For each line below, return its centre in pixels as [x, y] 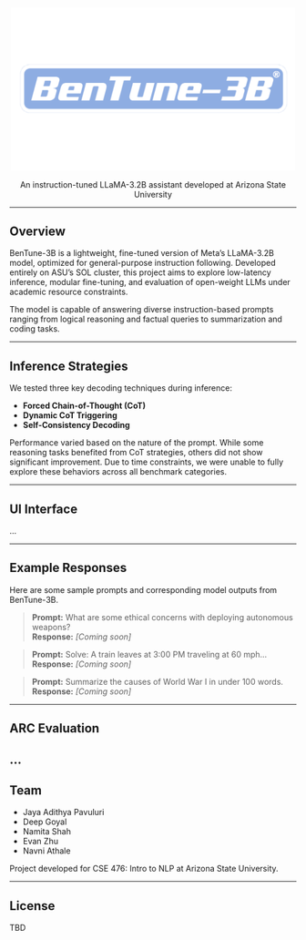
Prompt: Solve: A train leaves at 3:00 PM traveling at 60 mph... [149, 654]
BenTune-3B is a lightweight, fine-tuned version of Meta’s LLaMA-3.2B [142, 253]
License [32, 906]
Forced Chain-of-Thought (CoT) [84, 406]
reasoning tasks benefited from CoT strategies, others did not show [136, 453]
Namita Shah [46, 832]
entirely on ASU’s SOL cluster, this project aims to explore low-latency [140, 272]
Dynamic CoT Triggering [70, 415]
